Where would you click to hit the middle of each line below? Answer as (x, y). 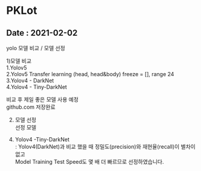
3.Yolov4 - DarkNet (30, 80)
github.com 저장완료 (31, 107)
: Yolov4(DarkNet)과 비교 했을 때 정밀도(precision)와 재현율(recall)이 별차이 (105, 147)
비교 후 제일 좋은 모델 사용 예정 (43, 99)
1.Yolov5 (17, 68)
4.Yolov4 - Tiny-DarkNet (37, 87)
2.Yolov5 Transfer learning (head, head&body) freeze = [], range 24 (90, 74)
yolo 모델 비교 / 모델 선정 (36, 48)
